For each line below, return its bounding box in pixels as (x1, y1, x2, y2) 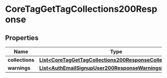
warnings (7, 65, 31, 71)
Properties (5, 34, 39, 42)
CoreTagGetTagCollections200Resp (5, 3, 158, 15)
